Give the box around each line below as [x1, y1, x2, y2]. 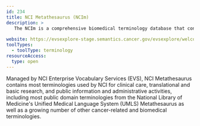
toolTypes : [6, 42, 33, 48]
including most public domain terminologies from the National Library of [6, 93, 183, 101]
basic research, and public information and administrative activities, [6, 87, 172, 94]
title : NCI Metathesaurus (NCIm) [6, 14, 89, 20]
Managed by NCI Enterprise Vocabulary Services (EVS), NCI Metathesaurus [6, 75, 192, 82]
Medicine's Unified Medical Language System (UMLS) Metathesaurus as [6, 100, 185, 107]
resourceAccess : [6, 53, 46, 59]
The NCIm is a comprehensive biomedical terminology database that [14, 25, 185, 31]
